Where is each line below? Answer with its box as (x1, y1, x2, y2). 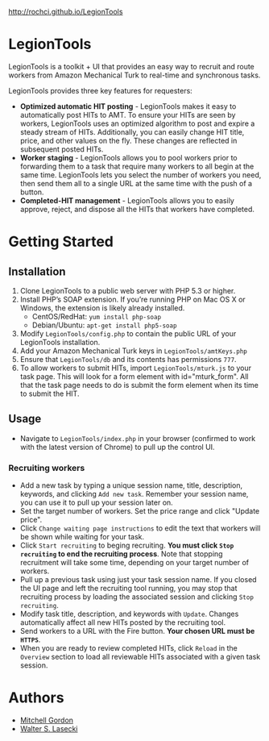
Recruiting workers (8, 462, 85, 473)
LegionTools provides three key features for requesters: (8, 85, 193, 95)
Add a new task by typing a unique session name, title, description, (19, 481, 243, 490)
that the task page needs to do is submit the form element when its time (19, 380, 259, 389)
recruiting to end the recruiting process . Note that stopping (19, 549, 223, 559)
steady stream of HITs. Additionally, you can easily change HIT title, (19, 127, 245, 136)
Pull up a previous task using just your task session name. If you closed (19, 575, 257, 585)
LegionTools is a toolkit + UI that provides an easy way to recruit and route (8, 61, 255, 71)
